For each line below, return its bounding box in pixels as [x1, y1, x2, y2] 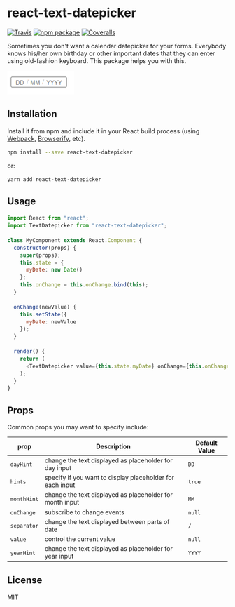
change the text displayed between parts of [44, 517, 170, 526]
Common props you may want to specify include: [7, 423, 149, 432]
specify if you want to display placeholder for [44, 474, 175, 482]
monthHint [10, 495, 39, 502]
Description [95, 442, 131, 451]
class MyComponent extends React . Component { [7, 236, 142, 244]
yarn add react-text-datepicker [7, 175, 101, 183]
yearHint [10, 549, 36, 556]
